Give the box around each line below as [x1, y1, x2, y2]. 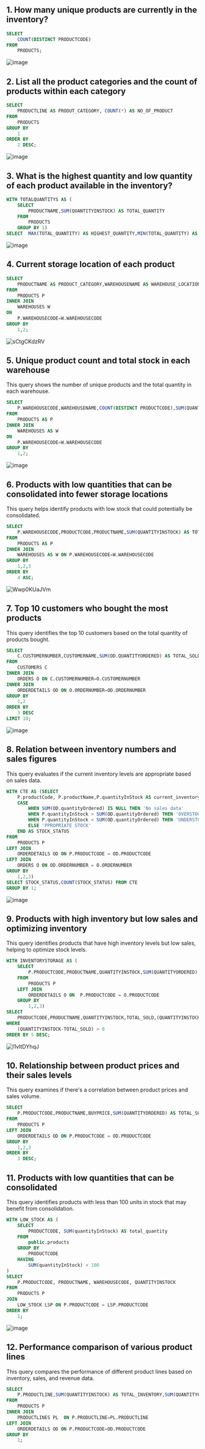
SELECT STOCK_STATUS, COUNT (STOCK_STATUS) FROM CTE [6, 879, 138, 886]
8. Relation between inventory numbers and [6, 744, 177, 755]
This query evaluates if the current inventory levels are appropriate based [6, 770, 191, 777]
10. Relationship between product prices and [6, 1060, 180, 1071]
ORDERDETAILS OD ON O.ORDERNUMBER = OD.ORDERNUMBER [17, 687, 146, 693]
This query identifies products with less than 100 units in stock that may [6, 1198, 187, 1206]
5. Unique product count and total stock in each [6, 356, 190, 366]
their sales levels [6, 1069, 72, 1080]
